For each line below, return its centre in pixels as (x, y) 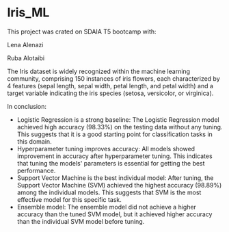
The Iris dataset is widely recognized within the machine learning (98, 71)
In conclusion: (27, 106)
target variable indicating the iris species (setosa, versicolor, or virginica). (110, 93)
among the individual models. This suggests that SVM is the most (109, 192)
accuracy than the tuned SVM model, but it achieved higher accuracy (114, 214)
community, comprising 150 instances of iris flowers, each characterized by (113, 78)
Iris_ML (28, 13)
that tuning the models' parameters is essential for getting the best (111, 163)
